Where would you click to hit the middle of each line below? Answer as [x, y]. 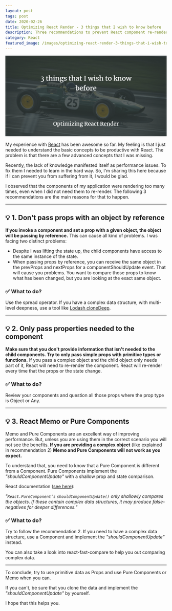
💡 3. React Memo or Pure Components [67, 421]
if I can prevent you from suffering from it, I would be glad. [67, 176]
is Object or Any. [23, 401]
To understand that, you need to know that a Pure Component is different [82, 465]
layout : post [19, 11]
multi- [155, 302]
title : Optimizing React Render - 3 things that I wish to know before [83, 27]
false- [159, 501]
